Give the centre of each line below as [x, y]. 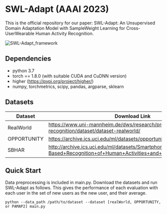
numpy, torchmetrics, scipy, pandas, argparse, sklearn [68, 86]
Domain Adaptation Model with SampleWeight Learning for [65, 28]
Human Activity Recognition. [65, 33]
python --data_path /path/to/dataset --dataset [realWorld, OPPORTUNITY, [83, 202]
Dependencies [28, 59]
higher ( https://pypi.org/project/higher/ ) [53, 81]
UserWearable [20, 33]
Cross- [133, 28]
